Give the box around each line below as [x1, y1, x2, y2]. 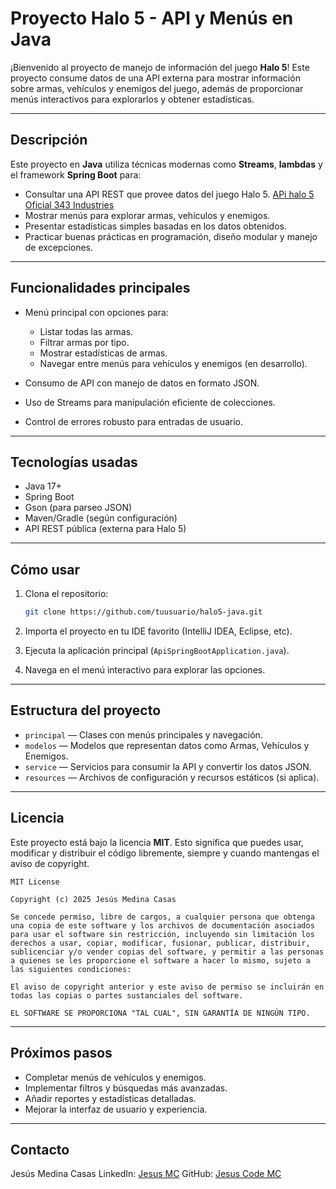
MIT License [10, 877, 60, 887]
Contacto [10, 1141, 70, 1158]
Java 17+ [24, 480, 62, 492]
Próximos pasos [10, 1045, 113, 1062]
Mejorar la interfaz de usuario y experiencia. [24, 1103, 208, 1115]
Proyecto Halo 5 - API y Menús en [10, 7, 294, 30]
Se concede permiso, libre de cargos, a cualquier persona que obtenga [10, 912, 315, 922]
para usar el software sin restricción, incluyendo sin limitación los [10, 929, 315, 939]
